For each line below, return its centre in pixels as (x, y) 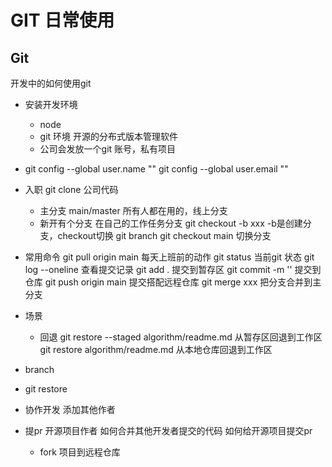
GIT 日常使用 (62, 20)
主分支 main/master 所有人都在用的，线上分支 (133, 210)
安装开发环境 (51, 104)
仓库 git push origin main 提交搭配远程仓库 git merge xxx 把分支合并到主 (173, 282)
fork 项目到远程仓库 (80, 452)
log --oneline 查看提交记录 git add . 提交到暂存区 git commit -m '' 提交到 (173, 269)
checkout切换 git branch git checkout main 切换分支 (164, 235)
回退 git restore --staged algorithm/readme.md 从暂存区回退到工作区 (181, 337)
